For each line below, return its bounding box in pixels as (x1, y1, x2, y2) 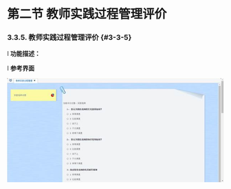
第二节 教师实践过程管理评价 (7, 6, 167, 22)
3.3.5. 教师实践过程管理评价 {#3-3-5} (7, 32, 132, 42)
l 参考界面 (7, 64, 35, 72)
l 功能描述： (7, 50, 41, 58)
